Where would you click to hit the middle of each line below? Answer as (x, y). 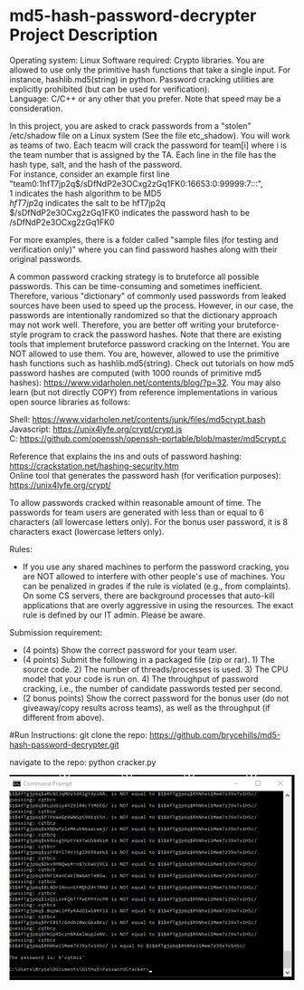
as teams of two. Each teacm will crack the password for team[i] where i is (148, 145)
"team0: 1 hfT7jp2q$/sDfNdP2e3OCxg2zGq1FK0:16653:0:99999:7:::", (137, 183)
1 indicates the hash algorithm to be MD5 (85, 193)
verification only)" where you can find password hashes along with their (143, 249)
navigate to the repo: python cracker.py (83, 762)
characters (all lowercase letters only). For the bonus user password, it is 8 (148, 521)
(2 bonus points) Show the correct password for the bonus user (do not (156, 698)
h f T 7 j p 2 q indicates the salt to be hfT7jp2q (87, 203)
